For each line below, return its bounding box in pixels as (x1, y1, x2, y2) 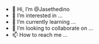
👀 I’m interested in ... (11, 12, 63, 19)
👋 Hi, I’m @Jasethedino (11, 6, 70, 12)
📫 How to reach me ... (11, 32, 68, 38)
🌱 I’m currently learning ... (11, 18, 76, 25)
